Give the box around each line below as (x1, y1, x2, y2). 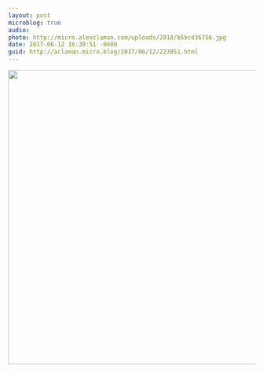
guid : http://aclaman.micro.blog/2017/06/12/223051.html (8, 48, 199, 56)
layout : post (8, 11, 51, 20)
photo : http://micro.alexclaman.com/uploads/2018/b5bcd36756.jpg (8, 33, 226, 42)
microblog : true (8, 19, 61, 27)
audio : (8, 26, 30, 34)
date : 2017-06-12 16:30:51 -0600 (8, 41, 118, 49)
